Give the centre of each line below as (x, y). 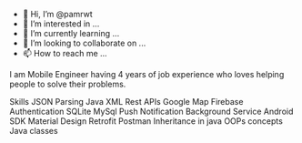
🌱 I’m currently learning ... (71, 33)
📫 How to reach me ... (65, 53)
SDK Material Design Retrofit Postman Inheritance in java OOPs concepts (146, 121)
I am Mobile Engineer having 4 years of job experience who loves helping (147, 74)
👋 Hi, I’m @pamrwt (57, 14)
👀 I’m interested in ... (61, 24)
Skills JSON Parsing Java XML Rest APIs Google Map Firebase (126, 102)
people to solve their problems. (68, 84)
